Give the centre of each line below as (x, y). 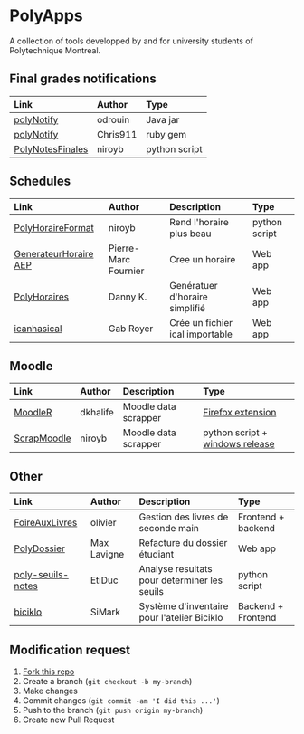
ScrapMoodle (43, 438)
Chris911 (117, 134)
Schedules (40, 181)
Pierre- (124, 248)
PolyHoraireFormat (54, 227)
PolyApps (46, 16)
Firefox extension (240, 413)
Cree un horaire (203, 259)
